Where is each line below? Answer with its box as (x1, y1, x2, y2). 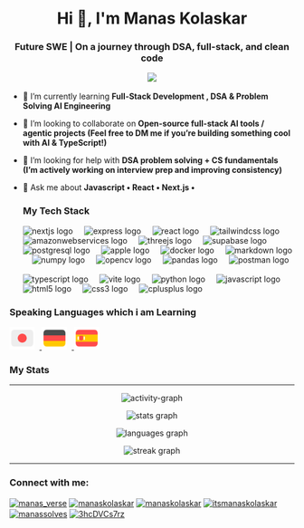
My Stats (9, 364, 50, 376)
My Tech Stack (22, 205, 90, 217)
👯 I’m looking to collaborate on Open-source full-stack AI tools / (22, 118, 265, 130)
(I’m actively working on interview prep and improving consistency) (22, 165, 282, 176)
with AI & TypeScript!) (22, 138, 108, 149)
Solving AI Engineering (22, 101, 111, 111)
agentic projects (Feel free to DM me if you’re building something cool (22, 128, 291, 139)
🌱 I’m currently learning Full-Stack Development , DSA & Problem (22, 91, 269, 102)
